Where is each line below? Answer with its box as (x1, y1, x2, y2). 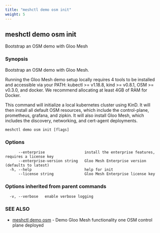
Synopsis (5, 55, 28, 62)
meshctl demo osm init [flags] (5, 127, 69, 132)
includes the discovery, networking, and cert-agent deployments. (5, 117, 138, 124)
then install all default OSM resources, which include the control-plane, (5, 107, 149, 113)
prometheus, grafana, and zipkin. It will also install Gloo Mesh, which (5, 112, 144, 118)
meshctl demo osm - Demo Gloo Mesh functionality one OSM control (12, 217, 153, 223)
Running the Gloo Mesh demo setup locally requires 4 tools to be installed (5, 76, 155, 82)
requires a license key (5, 154, 54, 159)
